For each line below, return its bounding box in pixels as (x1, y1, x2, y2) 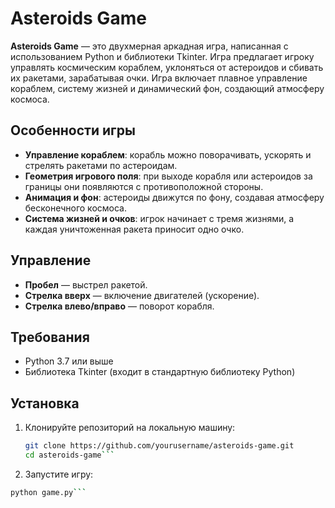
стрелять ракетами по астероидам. (24, 159, 178, 171)
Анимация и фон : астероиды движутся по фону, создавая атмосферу (24, 191, 325, 203)
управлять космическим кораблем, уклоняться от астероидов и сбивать (10, 61, 324, 73)
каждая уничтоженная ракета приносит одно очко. (24, 223, 245, 235)
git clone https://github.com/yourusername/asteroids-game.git (24, 441, 295, 451)
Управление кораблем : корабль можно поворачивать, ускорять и (24, 148, 312, 161)
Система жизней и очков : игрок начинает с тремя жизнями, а (24, 212, 295, 224)
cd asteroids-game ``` (24, 450, 115, 461)
